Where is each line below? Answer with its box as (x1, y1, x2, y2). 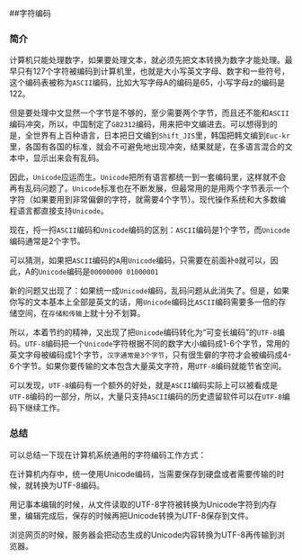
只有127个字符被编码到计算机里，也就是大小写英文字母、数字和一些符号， (16, 66, 290, 77)
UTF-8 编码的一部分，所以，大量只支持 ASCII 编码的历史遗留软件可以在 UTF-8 (9, 391, 283, 402)
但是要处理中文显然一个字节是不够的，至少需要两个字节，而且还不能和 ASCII (9, 107, 289, 119)
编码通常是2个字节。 (9, 236, 85, 247)
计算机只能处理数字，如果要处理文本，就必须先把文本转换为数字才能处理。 (9, 55, 285, 66)
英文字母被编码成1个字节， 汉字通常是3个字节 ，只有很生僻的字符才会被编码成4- (9, 349, 292, 360)
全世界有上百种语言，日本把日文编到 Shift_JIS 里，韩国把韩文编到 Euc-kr (24, 130, 290, 141)
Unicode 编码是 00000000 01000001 (38, 266, 159, 277)
